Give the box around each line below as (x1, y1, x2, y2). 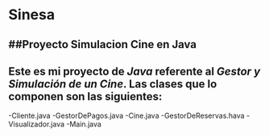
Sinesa (8, 6, 55, 24)
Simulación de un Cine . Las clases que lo (8, 77, 217, 91)
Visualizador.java (8, 119, 65, 129)
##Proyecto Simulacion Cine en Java (8, 38, 197, 51)
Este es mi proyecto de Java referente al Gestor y (8, 64, 261, 78)
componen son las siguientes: (8, 90, 163, 103)
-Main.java (65, 119, 102, 129)
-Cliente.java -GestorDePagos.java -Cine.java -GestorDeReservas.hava (8, 111, 245, 121)
